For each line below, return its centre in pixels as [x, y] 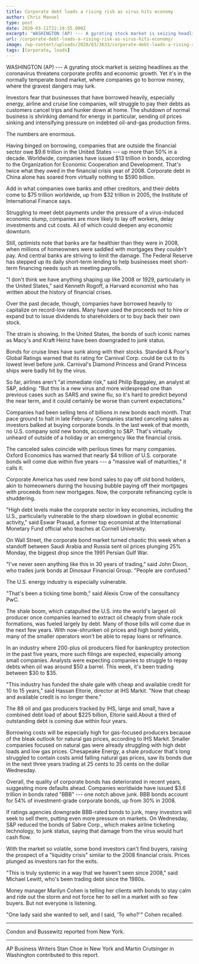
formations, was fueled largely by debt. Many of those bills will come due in [98, 624]
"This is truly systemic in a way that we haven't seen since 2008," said [92, 873]
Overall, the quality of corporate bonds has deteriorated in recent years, [94, 782]
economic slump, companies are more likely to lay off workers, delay [90, 218]
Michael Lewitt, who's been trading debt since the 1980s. [76, 879]
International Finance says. [39, 201]
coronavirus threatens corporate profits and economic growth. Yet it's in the [99, 73]
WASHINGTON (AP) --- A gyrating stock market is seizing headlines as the [97, 67]
